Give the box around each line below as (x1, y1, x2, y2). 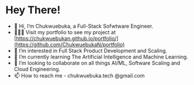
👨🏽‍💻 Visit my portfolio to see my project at (13, 28, 116, 35)
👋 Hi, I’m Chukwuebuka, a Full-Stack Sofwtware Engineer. (13, 23, 154, 29)
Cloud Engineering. (13, 65, 61, 72)
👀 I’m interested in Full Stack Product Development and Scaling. (13, 47, 168, 54)
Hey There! (5, 3, 61, 17)
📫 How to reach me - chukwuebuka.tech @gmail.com (13, 72, 145, 79)
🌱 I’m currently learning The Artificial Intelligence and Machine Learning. (13, 53, 188, 60)
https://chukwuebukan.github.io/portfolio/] (16, 35, 119, 42)
